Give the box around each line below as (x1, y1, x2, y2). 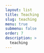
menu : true (5, 21, 28, 27)
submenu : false (5, 26, 37, 31)
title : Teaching (5, 12, 39, 17)
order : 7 (5, 31, 23, 36)
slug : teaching (5, 17, 37, 22)
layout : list (5, 7, 32, 13)
